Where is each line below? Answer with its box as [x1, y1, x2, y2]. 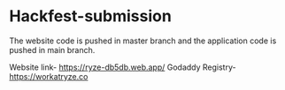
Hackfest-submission [9, 6, 173, 26]
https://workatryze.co [9, 71, 89, 81]
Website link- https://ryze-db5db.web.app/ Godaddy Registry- [9, 62, 236, 72]
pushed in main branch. [9, 44, 96, 55]
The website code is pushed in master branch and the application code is [9, 35, 277, 46]
